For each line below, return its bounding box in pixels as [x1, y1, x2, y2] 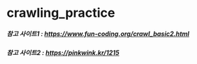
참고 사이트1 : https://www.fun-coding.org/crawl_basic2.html [6, 30, 190, 38]
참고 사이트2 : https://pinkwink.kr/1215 [6, 49, 120, 57]
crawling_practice [6, 5, 116, 21]
